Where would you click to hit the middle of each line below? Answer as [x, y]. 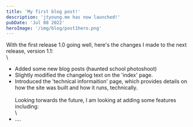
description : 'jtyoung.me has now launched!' [63, 17]
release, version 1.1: [30, 51]
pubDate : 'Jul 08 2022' [36, 22]
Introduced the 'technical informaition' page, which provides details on [101, 82]
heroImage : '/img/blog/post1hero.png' [54, 28]
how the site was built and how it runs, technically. [76, 88]
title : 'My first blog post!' [44, 12]
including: [27, 106]
